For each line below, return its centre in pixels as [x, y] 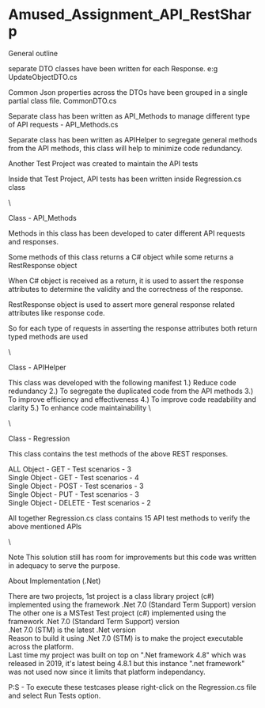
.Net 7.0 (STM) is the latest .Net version [72, 630]
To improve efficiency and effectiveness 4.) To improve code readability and [132, 399]
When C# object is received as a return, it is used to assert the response [126, 280]
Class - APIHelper [37, 367]
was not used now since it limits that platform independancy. [107, 672]
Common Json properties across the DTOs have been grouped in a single [128, 92]
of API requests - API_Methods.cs [63, 124]
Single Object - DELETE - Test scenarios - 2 [80, 502]
